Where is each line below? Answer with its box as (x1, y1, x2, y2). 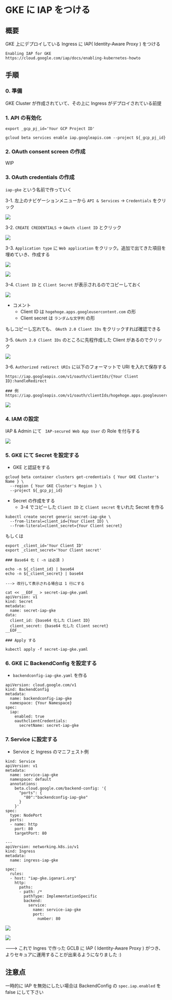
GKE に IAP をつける (5, 4, 91, 16)
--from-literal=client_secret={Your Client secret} (10, 523, 123, 529)
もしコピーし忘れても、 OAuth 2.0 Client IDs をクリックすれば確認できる (5, 326, 161, 332)
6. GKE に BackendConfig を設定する (5, 660, 97, 667)
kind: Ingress (5, 848, 36, 854)
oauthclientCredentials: (14, 719, 68, 724)
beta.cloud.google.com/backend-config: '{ (14, 786, 106, 791)
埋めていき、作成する (5, 251, 50, 257)
